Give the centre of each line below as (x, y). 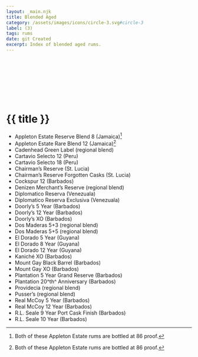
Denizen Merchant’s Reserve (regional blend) (70, 188)
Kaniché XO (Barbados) (43, 257)
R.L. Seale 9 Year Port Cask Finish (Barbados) (70, 313)
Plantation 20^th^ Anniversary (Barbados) (65, 281)
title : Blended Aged (32, 17)
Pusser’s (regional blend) (45, 294)
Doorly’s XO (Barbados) (43, 219)
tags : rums (19, 34)
